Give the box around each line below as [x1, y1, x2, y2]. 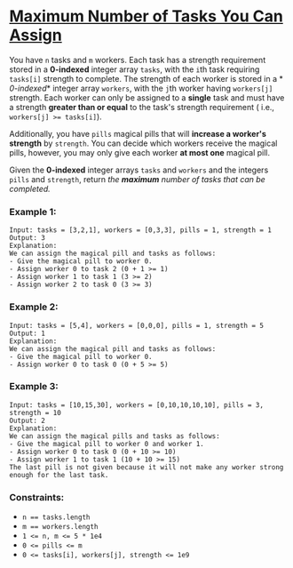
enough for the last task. [9, 470, 109, 479]
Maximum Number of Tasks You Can [9, 6, 284, 27]
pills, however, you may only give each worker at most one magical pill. [9, 147, 271, 157]
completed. [9, 183, 51, 194]
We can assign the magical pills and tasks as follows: [9, 431, 220, 441]
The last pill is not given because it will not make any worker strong [9, 462, 284, 472]
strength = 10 [9, 408, 62, 417]
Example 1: [9, 205, 57, 218]
